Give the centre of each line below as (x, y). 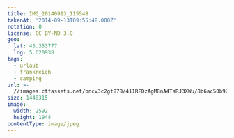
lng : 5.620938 (34, 53)
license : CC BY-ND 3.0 (40, 33)
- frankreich (32, 72)
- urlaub (26, 66)
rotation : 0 (24, 26)
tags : (15, 59)
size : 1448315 (28, 98)
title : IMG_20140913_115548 (48, 14)
